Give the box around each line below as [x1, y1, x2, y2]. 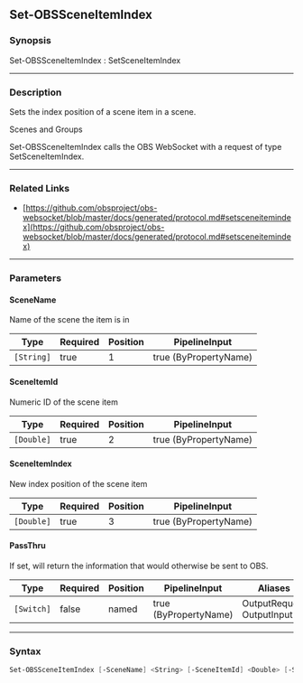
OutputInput [242, 609, 293, 622]
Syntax [9, 645, 41, 658]
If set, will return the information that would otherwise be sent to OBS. [9, 560, 269, 572]
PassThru [9, 540, 47, 551]
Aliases [257, 582, 290, 594]
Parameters [9, 272, 61, 285]
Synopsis [9, 34, 51, 47]
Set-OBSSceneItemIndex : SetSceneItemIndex [9, 54, 181, 66]
